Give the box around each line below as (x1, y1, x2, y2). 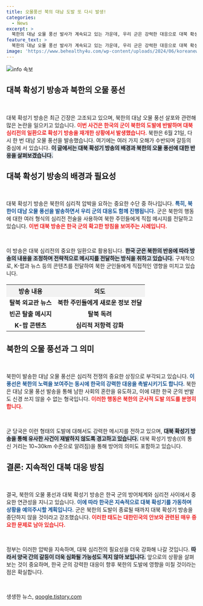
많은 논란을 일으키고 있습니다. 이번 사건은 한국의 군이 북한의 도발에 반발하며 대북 (6, 122, 193, 129)
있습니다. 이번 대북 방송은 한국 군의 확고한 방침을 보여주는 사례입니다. (6, 223, 167, 230)
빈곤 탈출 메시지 (9, 310, 52, 318)
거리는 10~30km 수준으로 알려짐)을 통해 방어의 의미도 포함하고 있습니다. (12, 443, 183, 450)
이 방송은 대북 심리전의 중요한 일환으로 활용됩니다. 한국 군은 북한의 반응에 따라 (6, 247, 189, 255)
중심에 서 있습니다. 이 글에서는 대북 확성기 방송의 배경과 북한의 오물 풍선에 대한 (6, 144, 189, 151)
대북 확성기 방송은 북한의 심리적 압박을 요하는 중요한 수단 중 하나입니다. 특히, (6, 200, 187, 207)
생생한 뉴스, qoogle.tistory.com (6, 593, 82, 600)
